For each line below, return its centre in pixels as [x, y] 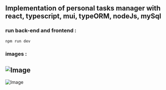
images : [16, 54]
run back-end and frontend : [41, 31]
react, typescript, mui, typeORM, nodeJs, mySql [83, 16]
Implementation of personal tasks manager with [83, 8]
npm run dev [18, 41]
